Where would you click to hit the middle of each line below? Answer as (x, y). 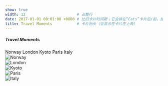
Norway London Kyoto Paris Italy (39, 52)
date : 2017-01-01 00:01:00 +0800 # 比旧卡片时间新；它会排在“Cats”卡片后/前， (83, 19)
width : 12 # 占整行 (49, 14)
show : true (16, 10)
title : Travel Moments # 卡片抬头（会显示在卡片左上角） (71, 24)
